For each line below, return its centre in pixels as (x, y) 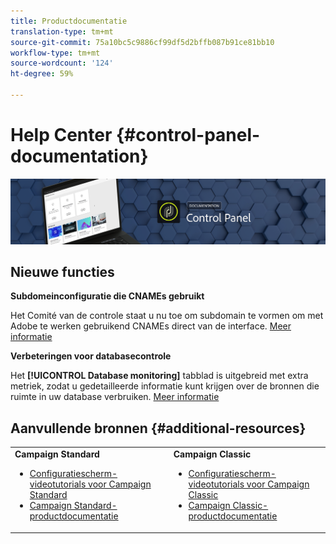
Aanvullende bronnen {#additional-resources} (158, 428)
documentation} (79, 156)
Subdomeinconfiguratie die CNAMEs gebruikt (107, 296)
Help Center (61, 135)
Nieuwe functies (62, 272)
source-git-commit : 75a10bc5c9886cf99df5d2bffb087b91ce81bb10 (142, 42)
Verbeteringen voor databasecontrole (91, 356)
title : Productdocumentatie (69, 21)
